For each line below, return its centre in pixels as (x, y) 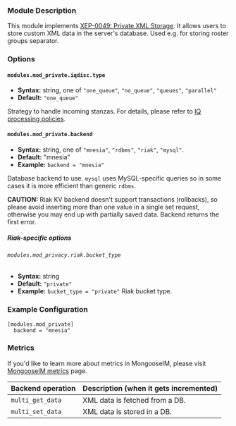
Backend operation (43, 388)
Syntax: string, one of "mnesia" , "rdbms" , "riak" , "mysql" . (101, 150)
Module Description (42, 11)
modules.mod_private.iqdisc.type (56, 75)
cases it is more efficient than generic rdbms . (72, 185)
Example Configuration (48, 310)
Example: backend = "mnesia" (61, 164)
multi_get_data (36, 400)
